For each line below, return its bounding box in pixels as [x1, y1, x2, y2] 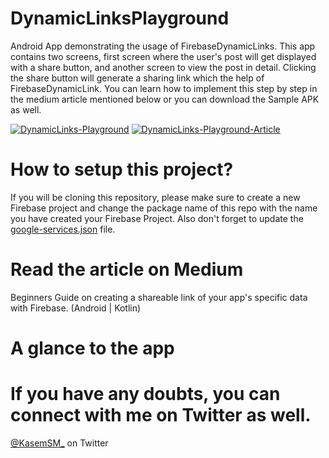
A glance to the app [10, 337, 175, 359]
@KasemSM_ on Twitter [10, 437, 109, 449]
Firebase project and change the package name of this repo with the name [10, 202, 318, 214]
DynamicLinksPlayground [10, 7, 230, 30]
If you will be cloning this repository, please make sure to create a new [10, 191, 301, 203]
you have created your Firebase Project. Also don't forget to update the [10, 212, 304, 224]
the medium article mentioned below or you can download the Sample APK [10, 93, 320, 105]
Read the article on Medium [10, 258, 244, 281]
